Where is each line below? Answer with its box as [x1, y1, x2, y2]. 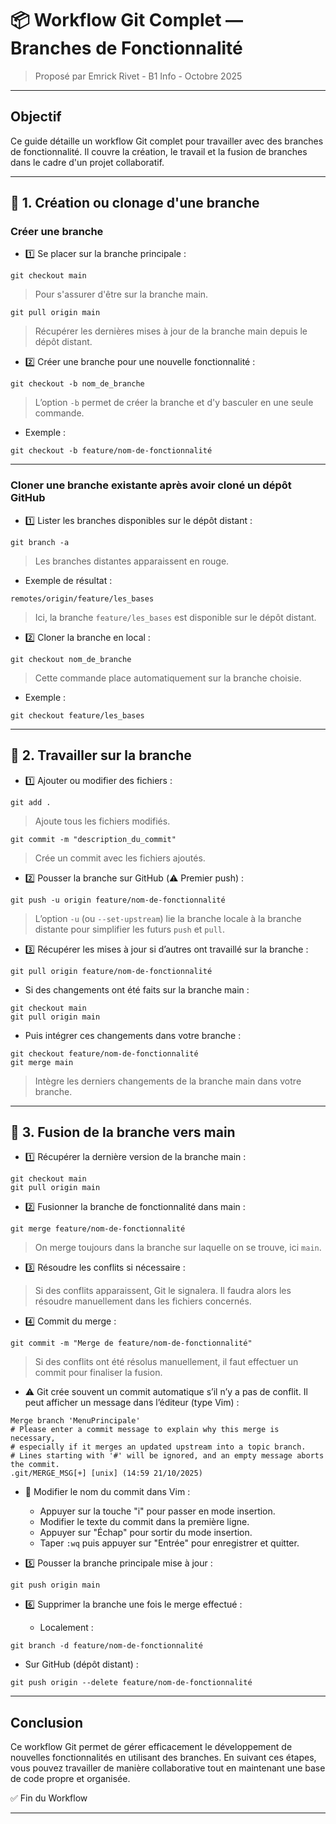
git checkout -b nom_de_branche [10, 379, 145, 389]
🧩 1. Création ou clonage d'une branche [10, 195, 260, 212]
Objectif [10, 108, 62, 126]
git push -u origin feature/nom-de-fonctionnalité [10, 895, 226, 905]
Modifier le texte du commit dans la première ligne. [39, 1516, 250, 1528]
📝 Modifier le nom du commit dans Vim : [24, 1486, 191, 1498]
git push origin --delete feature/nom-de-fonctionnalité [10, 1678, 253, 1688]
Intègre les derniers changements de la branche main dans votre [34, 1075, 302, 1087]
